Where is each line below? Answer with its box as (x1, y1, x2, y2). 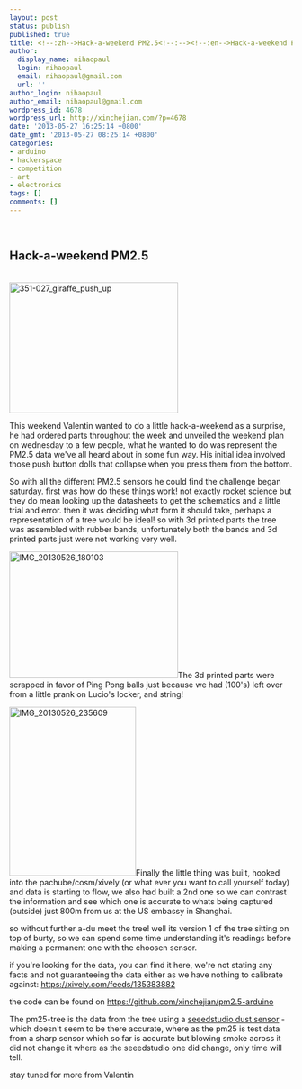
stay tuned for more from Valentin (9, 1069, 135, 1080)
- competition (9, 164, 63, 173)
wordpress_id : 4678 (9, 105, 83, 114)
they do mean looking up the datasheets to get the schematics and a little (9, 495, 281, 505)
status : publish (9, 22, 70, 31)
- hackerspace (9, 155, 63, 165)
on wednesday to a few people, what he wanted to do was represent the (9, 439, 278, 450)
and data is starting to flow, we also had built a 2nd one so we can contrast (9, 886, 288, 897)
